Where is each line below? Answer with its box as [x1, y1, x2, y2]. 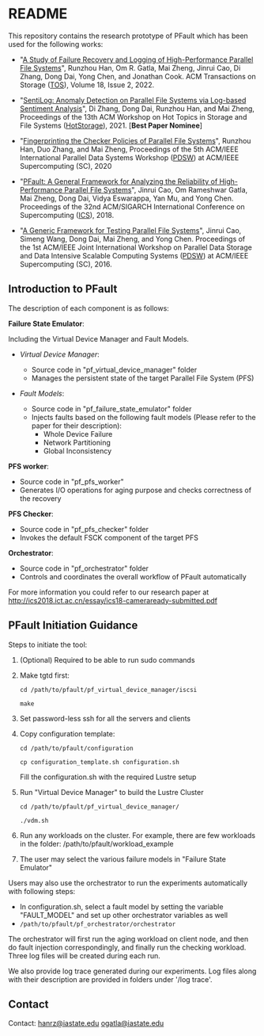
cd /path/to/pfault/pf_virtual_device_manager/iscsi [19, 686, 198, 694]
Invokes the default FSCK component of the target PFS [19, 533, 199, 542]
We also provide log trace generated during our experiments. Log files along [8, 966, 257, 976]
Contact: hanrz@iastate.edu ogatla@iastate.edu [8, 1019, 164, 1028]
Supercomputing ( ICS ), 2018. [19, 210, 115, 220]
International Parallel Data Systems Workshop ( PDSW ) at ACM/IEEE [19, 152, 239, 162]
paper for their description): [31, 421, 123, 430]
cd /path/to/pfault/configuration [19, 744, 134, 752]
